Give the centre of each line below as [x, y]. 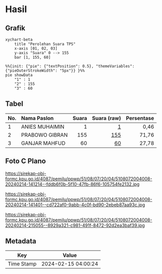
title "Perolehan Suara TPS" [45, 44]
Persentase [140, 118]
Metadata [21, 241]
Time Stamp [22, 264]
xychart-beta [19, 40]
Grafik [15, 28]
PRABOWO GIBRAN [44, 135]
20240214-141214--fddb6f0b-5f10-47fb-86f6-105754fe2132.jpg [72, 184]
